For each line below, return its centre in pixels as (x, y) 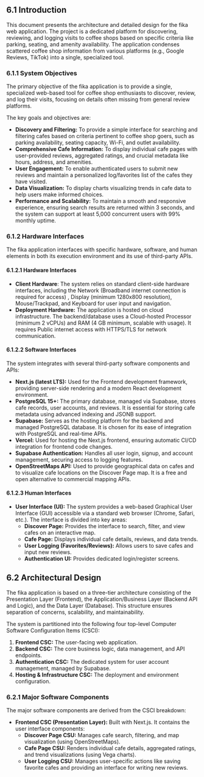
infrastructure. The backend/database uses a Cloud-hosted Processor (103, 316)
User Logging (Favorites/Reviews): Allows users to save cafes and (109, 546)
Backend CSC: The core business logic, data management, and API (100, 649)
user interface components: (50, 729)
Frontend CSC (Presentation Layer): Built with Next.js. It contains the (102, 722)
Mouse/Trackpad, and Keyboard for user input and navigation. (93, 303)
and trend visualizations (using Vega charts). (80, 755)
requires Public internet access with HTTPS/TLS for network (91, 329)
